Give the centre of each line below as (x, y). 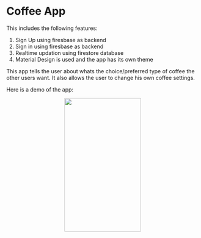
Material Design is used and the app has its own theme (84, 59)
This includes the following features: (52, 28)
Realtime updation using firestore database (69, 52)
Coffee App (36, 11)
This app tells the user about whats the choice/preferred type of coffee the (100, 71)
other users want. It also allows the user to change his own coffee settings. (101, 78)
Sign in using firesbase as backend (59, 46)
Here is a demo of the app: (40, 89)
